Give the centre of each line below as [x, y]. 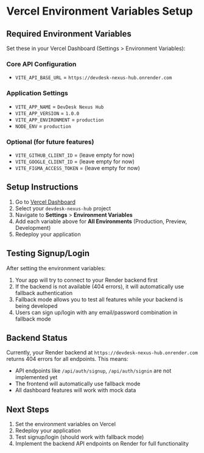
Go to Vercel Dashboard [45, 202]
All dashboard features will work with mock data [76, 390]
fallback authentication [44, 293]
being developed [36, 305]
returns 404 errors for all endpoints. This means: [68, 359]
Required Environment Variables [69, 34]
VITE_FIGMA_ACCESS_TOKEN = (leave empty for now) [77, 168]
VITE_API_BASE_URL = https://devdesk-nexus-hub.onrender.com [93, 77]
